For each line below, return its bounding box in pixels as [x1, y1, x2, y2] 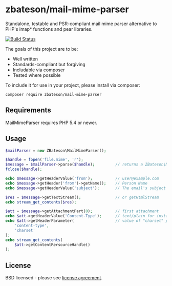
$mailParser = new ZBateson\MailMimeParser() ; [5, 148, 106, 153]
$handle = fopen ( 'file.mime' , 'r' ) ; [5, 157, 83, 162]
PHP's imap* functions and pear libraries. [5, 26, 93, 32]
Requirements [5, 106, 51, 115]
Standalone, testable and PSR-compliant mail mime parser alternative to [5, 21, 157, 27]
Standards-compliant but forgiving [12, 61, 85, 67]
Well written [12, 55, 38, 62]
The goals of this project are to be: [5, 46, 78, 52]
